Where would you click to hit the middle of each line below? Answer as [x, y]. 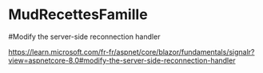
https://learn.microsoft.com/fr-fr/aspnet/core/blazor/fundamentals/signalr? [131, 52]
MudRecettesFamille [78, 15]
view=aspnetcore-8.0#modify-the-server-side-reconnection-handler [122, 60]
